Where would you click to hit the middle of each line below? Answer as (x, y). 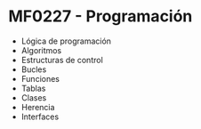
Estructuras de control (62, 60)
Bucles (34, 69)
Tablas (33, 88)
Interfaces (40, 117)
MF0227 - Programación (100, 16)
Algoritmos (41, 50)
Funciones (40, 78)
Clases (34, 97)
